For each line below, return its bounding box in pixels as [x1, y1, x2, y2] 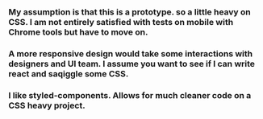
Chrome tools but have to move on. [8, 27, 148, 38]
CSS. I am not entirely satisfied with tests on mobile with [8, 16, 234, 27]
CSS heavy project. [8, 100, 86, 111]
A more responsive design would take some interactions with [8, 47, 253, 59]
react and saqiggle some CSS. [8, 68, 129, 79]
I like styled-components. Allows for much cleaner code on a [8, 89, 252, 101]
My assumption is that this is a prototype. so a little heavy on [8, 6, 252, 18]
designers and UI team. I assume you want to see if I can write [8, 58, 256, 69]
